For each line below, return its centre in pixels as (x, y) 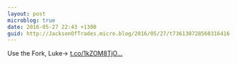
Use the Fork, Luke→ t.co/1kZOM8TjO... (65, 53)
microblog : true (31, 20)
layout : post (27, 14)
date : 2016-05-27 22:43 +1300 (52, 27)
